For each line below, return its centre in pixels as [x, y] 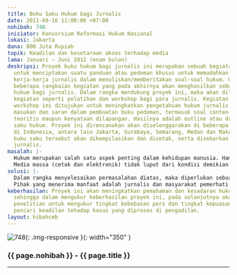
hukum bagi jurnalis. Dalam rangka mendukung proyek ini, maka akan [116, 92]
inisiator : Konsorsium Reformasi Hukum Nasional [80, 33]
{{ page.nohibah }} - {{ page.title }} [69, 255]
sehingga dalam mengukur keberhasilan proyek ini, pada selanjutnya [116, 197]
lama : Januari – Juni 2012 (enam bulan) [68, 60]
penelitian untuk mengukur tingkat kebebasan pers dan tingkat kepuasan [123, 204]
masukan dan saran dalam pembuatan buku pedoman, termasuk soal [110, 112]
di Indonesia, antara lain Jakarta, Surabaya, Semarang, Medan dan [115, 132]
